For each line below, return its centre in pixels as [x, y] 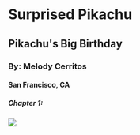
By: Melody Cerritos [47, 66]
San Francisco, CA [39, 85]
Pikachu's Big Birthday [65, 44]
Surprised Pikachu [70, 15]
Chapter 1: [26, 103]
